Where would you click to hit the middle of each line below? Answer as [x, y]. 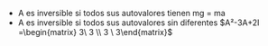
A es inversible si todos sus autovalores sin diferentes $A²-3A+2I [139, 23]
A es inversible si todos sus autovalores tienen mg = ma [121, 13]
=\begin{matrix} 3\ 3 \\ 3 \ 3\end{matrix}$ [95, 32]
